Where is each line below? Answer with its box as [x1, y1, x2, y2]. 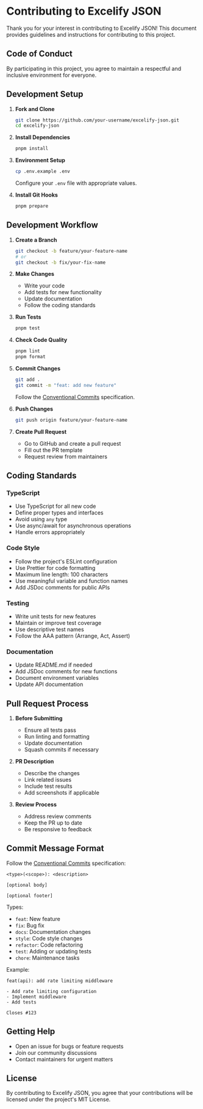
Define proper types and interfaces [15, 509, 104, 516]
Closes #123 [6, 1010, 37, 1016]
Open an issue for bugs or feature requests [15, 1042, 124, 1050]
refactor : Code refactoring [15, 941, 84, 948]
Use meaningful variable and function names [15, 577, 128, 584]
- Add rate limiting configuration [6, 988, 97, 994]
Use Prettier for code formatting [15, 564, 96, 571]
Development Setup [6, 89, 84, 99]
